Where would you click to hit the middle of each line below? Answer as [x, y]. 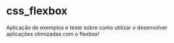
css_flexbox [37, 11]
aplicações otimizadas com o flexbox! [53, 33]
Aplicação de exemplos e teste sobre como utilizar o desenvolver [87, 27]
